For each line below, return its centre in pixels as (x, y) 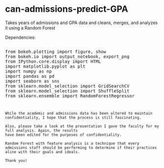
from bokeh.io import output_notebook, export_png (67, 56)
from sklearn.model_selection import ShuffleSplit (67, 91)
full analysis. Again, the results (41, 130)
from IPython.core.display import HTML (53, 61)
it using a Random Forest (30, 28)
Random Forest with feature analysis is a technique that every (72, 143)
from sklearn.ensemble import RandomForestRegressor (70, 96)
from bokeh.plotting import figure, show (56, 52)
